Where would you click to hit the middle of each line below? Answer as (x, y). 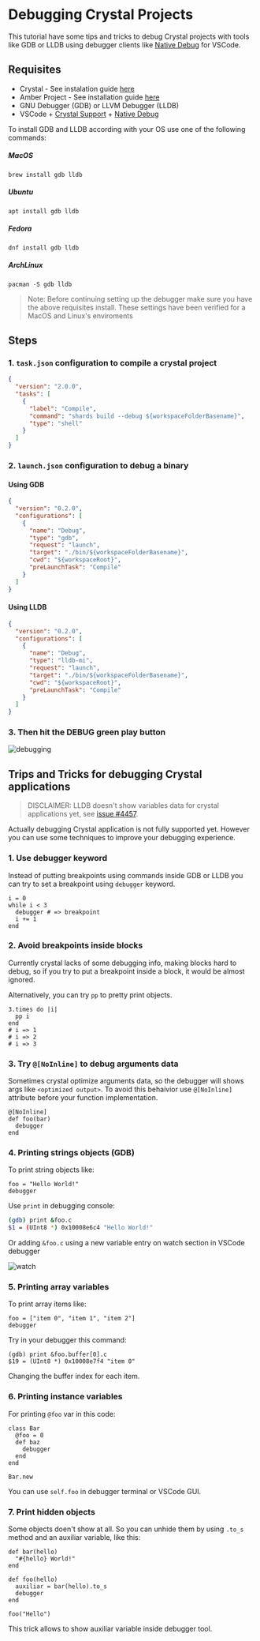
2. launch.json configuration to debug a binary (98, 465)
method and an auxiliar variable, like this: (74, 1538)
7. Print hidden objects (52, 1511)
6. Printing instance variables (65, 1397)
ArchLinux (26, 265)
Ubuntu (21, 192)
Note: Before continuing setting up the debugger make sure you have (140, 299)
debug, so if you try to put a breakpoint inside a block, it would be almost (127, 971)
